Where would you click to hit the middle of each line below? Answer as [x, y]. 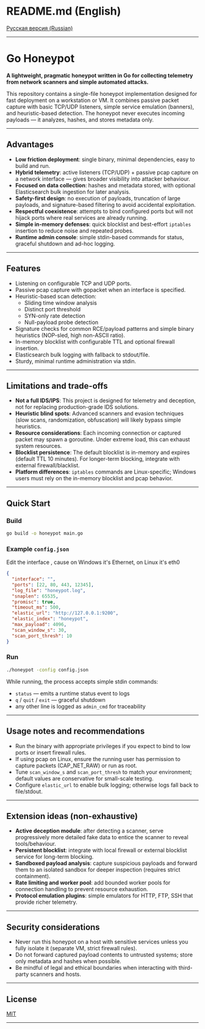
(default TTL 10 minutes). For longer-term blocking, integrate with [97, 459]
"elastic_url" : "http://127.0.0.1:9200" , [65, 613]
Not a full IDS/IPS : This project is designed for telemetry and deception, [106, 400]
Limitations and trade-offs [57, 386]
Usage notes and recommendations [76, 731]
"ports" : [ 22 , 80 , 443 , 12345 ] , [53, 585]
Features [23, 269]
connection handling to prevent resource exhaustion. [81, 889]
